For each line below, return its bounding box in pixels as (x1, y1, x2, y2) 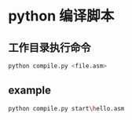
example (8, 84, 52, 97)
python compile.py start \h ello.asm (8, 104, 125, 112)
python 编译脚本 (8, 7, 115, 25)
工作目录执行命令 (8, 41, 91, 54)
